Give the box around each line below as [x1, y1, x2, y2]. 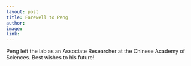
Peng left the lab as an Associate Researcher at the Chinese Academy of [6, 47, 186, 55]
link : [6, 31, 20, 37]
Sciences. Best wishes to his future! [6, 54, 95, 61]
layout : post [6, 8, 39, 15]
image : [6, 25, 23, 32]
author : [6, 20, 26, 26]
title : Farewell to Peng [6, 14, 68, 20]
